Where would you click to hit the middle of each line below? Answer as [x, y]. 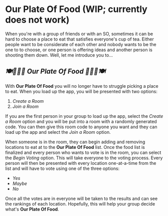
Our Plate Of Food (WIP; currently [76, 9]
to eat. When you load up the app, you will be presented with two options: [81, 91]
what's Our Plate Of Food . [32, 209]
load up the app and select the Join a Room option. [58, 132]
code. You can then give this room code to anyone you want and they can [81, 127]
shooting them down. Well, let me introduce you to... [59, 55]
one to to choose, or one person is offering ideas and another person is [79, 50]
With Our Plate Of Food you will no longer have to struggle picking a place [82, 86]
